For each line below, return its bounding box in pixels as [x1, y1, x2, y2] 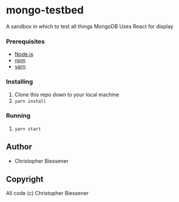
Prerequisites [6, 37, 45, 46]
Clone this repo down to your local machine [14, 91, 120, 98]
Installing [6, 78, 33, 86]
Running [6, 112, 31, 120]
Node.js [14, 51, 34, 58]
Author [6, 142, 32, 152]
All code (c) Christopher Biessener [6, 190, 89, 197]
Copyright [6, 175, 44, 184]
